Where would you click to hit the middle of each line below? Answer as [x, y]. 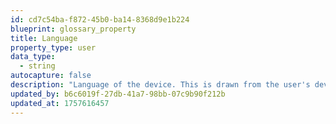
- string [37, 66]
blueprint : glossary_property [73, 29]
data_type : [33, 57]
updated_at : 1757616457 [60, 103]
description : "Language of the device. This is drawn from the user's [160, 85]
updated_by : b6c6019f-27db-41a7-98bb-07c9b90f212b [118, 94]
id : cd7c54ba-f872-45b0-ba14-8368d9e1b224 [100, 19]
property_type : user [53, 47]
